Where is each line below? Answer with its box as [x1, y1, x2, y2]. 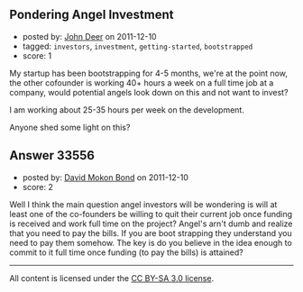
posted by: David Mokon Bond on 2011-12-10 [22, 171, 189, 183]
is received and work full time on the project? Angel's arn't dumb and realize [9, 218, 293, 229]
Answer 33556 [9, 148, 95, 163]
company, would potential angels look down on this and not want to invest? [9, 87, 289, 97]
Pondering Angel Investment [9, 7, 174, 23]
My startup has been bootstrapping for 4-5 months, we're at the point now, [9, 68, 289, 78]
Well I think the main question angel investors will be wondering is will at [9, 198, 278, 210]
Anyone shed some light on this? [9, 122, 131, 132]
